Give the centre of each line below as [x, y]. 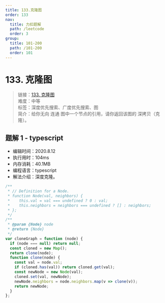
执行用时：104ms [31, 158]
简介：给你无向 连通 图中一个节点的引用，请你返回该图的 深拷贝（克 [89, 114]
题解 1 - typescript [34, 138]
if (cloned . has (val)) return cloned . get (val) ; [65, 267]
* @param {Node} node [30, 225]
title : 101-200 [26, 43]
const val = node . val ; [38, 263]
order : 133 [17, 15]
